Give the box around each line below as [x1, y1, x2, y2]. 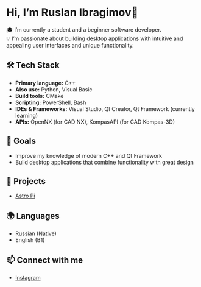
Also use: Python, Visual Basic [15, 85, 93, 93]
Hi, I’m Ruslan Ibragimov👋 [6, 5, 139, 19]
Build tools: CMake [15, 92, 64, 99]
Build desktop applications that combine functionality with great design [15, 158, 194, 166]
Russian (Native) [15, 230, 57, 237]
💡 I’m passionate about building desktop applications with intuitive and [6, 35, 183, 42]
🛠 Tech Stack [6, 60, 60, 71]
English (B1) [15, 236, 45, 244]
